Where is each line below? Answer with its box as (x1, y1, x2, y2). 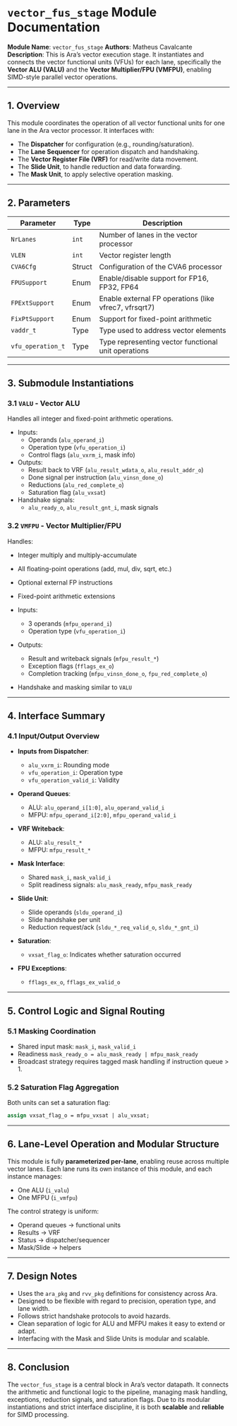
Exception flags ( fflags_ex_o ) (28, 662, 114, 670)
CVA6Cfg (11, 262, 37, 271)
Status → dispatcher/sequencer (17, 1235, 110, 1244)
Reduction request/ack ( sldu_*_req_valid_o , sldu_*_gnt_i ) (28, 923, 199, 932)
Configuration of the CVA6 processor (99, 262, 222, 271)
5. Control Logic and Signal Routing (7, 1005, 166, 1017)
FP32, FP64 (99, 282, 139, 292)
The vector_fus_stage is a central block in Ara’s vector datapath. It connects (7, 1380, 229, 1389)
